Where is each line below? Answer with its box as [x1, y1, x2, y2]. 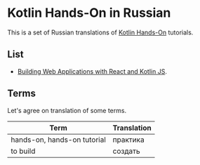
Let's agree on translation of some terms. [7, 106, 127, 114]
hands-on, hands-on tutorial [11, 135, 107, 145]
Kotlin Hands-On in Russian [7, 5, 171, 21]
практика [112, 135, 145, 145]
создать [112, 146, 140, 156]
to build [11, 146, 36, 156]
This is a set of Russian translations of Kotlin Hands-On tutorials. [7, 28, 194, 37]
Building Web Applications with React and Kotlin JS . [17, 67, 167, 75]
